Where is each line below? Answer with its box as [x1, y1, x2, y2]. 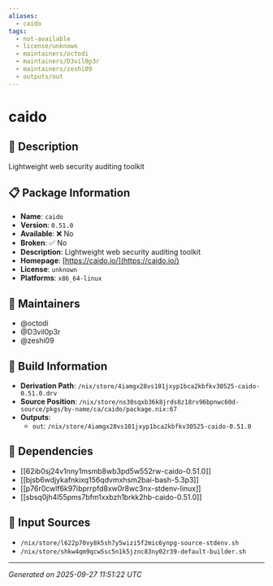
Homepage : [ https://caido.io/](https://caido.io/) [19, 256, 180, 265]
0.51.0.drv [19, 390, 58, 398]
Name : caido [19, 212, 63, 221]
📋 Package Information [8, 186, 131, 200]
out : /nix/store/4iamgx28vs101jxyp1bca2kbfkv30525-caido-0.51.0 [32, 421, 252, 431]
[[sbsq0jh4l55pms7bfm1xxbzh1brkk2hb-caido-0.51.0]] [19, 492, 202, 501]
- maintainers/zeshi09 [15, 65, 93, 73]
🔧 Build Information [8, 359, 108, 373]
